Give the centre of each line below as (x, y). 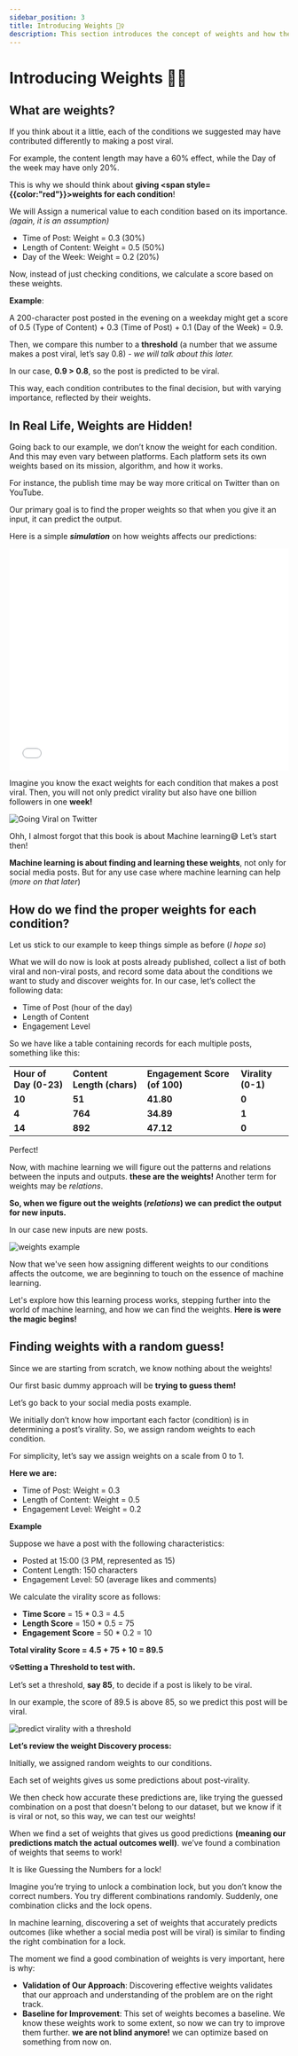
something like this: (45, 1053)
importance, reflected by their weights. (80, 398)
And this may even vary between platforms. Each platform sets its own (138, 457)
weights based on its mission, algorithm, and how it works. (116, 466)
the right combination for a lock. (68, 1941)
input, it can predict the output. (66, 519)
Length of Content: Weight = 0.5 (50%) (94, 247)
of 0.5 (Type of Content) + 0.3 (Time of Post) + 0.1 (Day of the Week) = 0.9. (146, 327)
